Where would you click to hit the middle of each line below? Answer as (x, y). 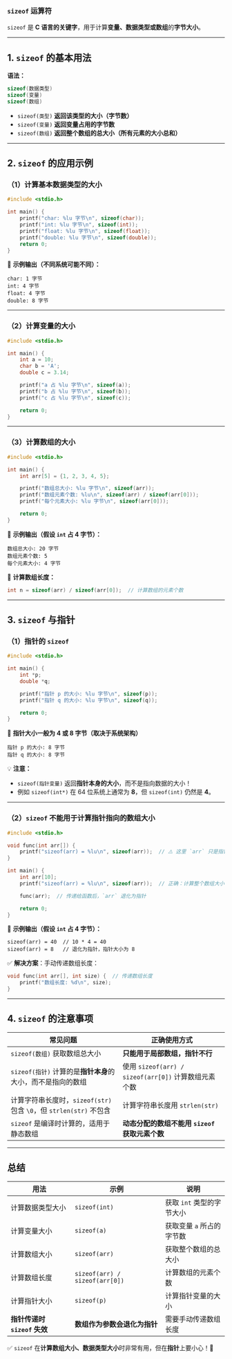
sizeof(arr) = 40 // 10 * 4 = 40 (57, 942)
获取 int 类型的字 (193, 1202)
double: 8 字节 (28, 301)
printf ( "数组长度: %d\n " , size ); (66, 983)
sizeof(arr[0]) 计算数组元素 (169, 1076)
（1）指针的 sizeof (38, 641)
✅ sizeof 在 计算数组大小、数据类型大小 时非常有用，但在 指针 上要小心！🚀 (110, 1348)
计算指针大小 (32, 1301)
